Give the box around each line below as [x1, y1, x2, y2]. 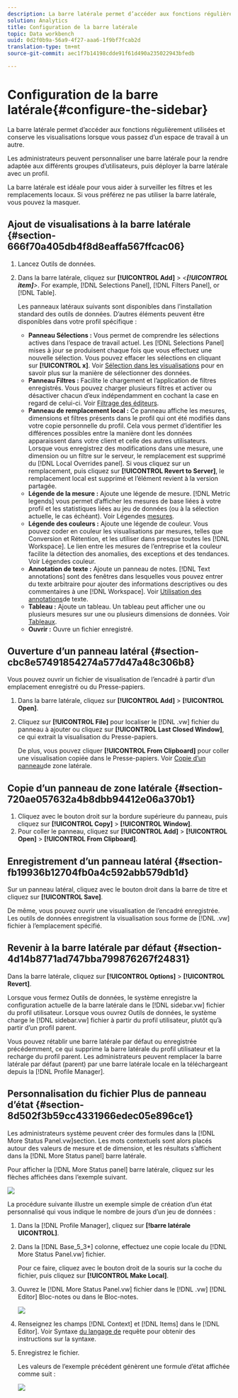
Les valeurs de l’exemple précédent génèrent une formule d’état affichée [17, 1362, 230, 1370]
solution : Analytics [7, 17, 69, 24]
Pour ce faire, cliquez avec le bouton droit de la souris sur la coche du [17, 1263, 222, 1272]
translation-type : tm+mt [7, 43, 81, 50]
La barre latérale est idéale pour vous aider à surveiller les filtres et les [7, 182, 212, 192]
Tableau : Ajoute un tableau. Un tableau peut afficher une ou [28, 602, 205, 611]
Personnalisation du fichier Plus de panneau [7, 1088, 207, 1100]
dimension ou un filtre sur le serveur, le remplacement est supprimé [28, 451, 226, 460]
